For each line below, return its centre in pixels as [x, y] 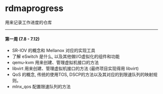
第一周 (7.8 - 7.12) [22, 39]
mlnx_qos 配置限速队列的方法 [41, 87]
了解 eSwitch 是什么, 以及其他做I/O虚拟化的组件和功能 [66, 56]
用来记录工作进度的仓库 [28, 22]
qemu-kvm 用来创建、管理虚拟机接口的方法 [55, 63]
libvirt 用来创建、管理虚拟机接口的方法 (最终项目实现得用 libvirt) [75, 68]
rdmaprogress [34, 8]
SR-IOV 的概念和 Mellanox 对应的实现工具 [54, 51]
